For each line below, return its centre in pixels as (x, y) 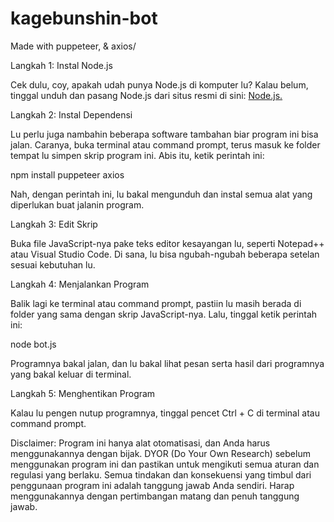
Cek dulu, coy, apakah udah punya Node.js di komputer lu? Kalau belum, (159, 84)
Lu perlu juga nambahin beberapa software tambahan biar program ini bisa (164, 134)
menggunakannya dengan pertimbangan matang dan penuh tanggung (155, 496)
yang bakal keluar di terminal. (71, 374)
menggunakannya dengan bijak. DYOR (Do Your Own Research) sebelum (160, 453)
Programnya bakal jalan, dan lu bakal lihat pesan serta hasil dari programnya (167, 363)
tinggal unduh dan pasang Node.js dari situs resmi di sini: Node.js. (146, 95)
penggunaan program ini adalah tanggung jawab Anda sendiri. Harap (152, 485)
